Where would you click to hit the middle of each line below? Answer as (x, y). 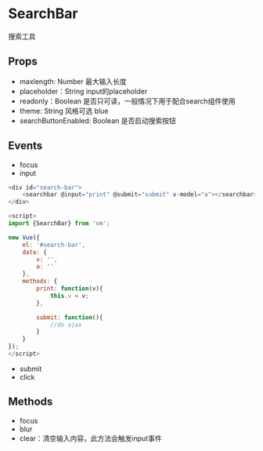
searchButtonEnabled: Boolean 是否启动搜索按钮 (97, 120)
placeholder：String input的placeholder (83, 91)
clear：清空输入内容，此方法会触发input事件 (90, 438)
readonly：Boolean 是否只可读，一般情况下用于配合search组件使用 (128, 101)
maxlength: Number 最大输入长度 (73, 81)
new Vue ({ (24, 237)
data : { (34, 252)
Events (25, 146)
